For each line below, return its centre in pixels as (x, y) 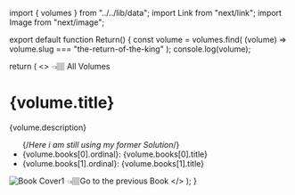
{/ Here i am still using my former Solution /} (101, 144)
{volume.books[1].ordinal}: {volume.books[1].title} (113, 163)
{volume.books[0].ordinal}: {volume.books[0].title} (115, 154)
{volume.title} (62, 103)
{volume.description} (48, 127)
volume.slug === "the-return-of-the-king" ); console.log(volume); (130, 49)
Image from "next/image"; (57, 22)
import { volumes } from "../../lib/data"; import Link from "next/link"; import (146, 13)
